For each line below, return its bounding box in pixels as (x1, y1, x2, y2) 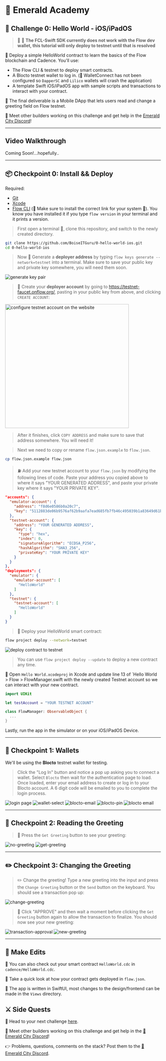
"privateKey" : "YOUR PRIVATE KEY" (18, 550, 90, 555)
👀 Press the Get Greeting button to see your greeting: (17, 832, 126, 838)
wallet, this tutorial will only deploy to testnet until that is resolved (17, 43, 156, 49)
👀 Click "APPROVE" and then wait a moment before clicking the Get (17, 909, 154, 915)
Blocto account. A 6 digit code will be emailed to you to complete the (17, 785, 158, 791)
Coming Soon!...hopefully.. (5, 150, 59, 156)
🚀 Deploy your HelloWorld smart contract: (17, 628, 102, 634)
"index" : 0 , (18, 536, 43, 541)
